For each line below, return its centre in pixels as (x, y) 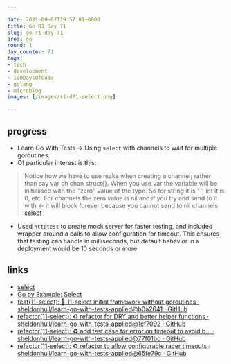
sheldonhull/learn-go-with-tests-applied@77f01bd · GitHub (101, 338)
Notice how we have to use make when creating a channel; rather (118, 176)
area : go (20, 39)
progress (27, 131)
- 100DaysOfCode (30, 78)
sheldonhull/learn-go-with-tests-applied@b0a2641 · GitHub (102, 309)
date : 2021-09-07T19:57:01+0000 (54, 19)
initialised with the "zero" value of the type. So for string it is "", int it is (124, 191)
